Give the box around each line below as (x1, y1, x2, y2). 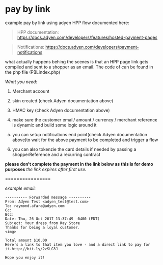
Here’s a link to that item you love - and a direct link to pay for (5, 242, 151, 247)
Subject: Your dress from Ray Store (5, 220, 80, 226)
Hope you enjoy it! (5, 255, 45, 260)
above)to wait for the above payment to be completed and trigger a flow (12, 137, 158, 143)
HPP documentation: (17, 29, 59, 35)
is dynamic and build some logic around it (12, 122, 97, 128)
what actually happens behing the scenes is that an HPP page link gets (5, 59, 149, 64)
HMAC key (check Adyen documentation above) (12, 107, 110, 113)
